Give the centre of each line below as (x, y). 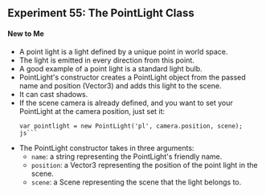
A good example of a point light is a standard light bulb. (110, 68)
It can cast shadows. (53, 94)
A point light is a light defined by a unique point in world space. (123, 51)
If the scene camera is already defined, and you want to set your (126, 103)
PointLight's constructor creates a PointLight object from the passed (132, 77)
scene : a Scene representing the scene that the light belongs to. (136, 182)
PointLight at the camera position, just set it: (92, 111)
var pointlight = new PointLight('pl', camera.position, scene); (131, 126)
